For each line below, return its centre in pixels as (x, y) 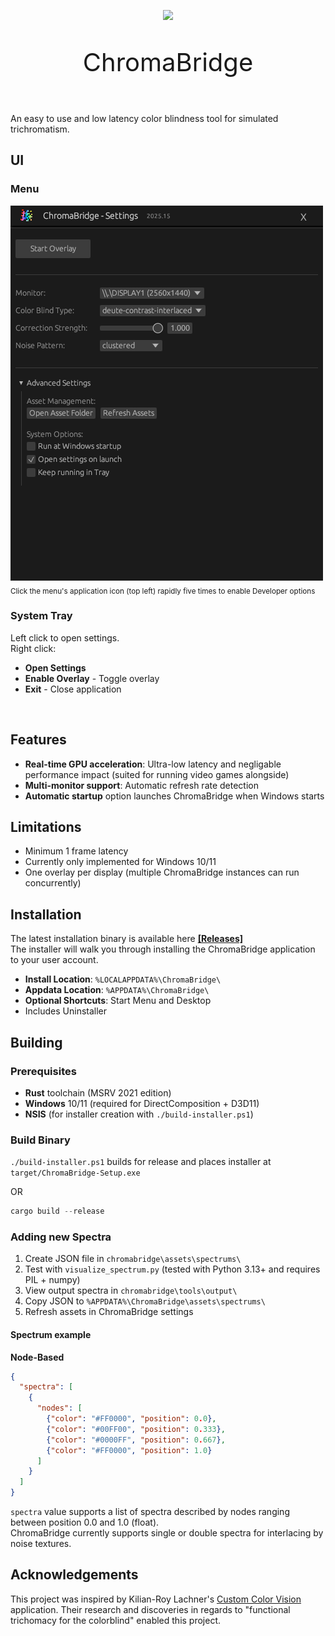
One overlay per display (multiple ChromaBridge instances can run (162, 872)
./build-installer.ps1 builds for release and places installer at (141, 1162)
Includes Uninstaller (66, 1011)
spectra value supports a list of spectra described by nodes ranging (150, 1512)
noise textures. (41, 1544)
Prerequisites (43, 1071)
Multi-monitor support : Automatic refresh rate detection (142, 785)
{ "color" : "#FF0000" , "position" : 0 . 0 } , (131, 1419)
